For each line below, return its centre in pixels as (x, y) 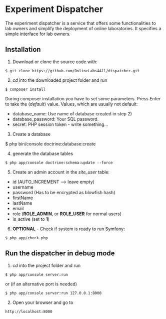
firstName (23, 198)
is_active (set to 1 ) (31, 219)
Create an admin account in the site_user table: (61, 172)
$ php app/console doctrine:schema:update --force (59, 163)
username (23, 187)
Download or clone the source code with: (55, 62)
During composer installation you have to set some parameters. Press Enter (83, 98)
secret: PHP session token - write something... (60, 124)
